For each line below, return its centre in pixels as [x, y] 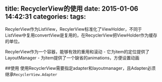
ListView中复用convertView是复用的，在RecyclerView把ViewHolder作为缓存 [81, 35]
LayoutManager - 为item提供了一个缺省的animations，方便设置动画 [72, 58]
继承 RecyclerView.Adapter [31, 74]
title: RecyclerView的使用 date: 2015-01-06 [72, 9]
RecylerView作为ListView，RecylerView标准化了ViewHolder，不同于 [73, 29]
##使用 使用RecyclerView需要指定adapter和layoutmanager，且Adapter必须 [80, 68]
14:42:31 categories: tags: [45, 17]
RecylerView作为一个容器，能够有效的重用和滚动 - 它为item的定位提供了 [77, 51]
